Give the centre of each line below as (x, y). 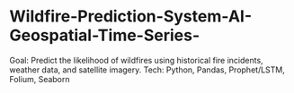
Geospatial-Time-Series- (105, 35)
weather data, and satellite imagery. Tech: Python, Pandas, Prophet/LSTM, (147, 70)
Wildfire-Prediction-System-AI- (131, 17)
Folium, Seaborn (40, 79)
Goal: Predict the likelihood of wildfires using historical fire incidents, (136, 60)
